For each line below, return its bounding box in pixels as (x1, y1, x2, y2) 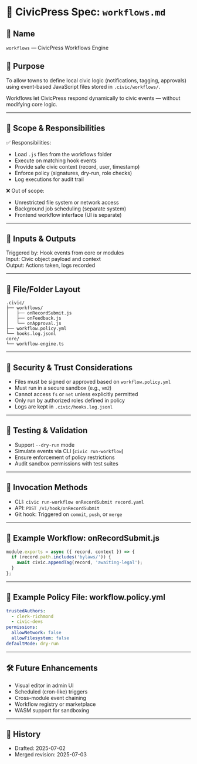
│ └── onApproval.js (6, 320, 62, 327)
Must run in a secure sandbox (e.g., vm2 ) (14, 384, 112, 391)
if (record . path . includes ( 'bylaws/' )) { (11, 554, 111, 560)
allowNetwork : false (11, 630, 62, 636)
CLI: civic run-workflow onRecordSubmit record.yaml (14, 498, 144, 505)
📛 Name (6, 29, 35, 39)
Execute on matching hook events (14, 157, 97, 164)
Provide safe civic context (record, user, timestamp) (14, 163, 140, 170)
